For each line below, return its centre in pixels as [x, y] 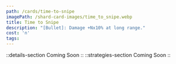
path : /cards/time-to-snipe [40, 11]
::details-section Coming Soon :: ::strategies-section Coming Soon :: [89, 55]
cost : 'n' [18, 33]
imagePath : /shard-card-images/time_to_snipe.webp [69, 17]
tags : [13, 38]
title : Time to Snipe [33, 22]
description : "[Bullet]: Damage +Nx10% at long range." [76, 28]
